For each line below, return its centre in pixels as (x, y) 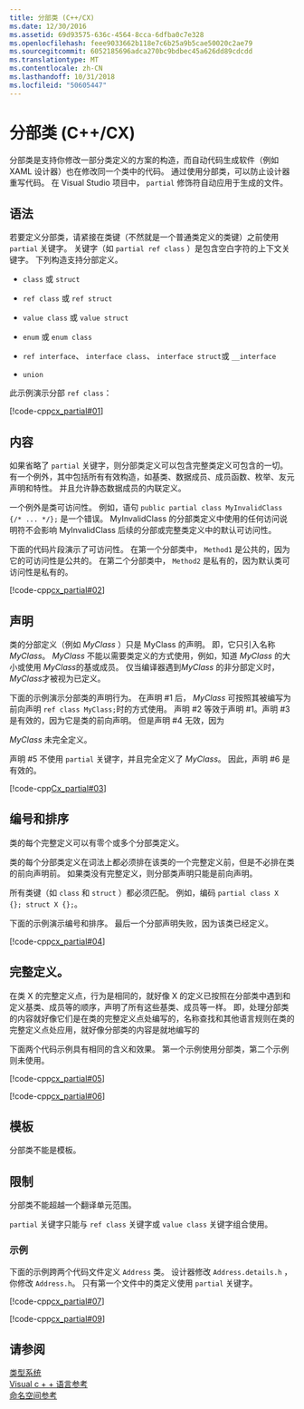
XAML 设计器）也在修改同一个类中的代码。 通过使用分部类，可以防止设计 (146, 171)
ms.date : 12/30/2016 (48, 26)
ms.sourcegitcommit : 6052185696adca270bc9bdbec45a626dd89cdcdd (131, 52)
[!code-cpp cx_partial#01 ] (57, 411)
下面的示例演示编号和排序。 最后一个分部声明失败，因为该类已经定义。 (141, 923)
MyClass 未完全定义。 (51, 739)
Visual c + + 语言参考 (49, 1385)
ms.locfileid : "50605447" (58, 85)
